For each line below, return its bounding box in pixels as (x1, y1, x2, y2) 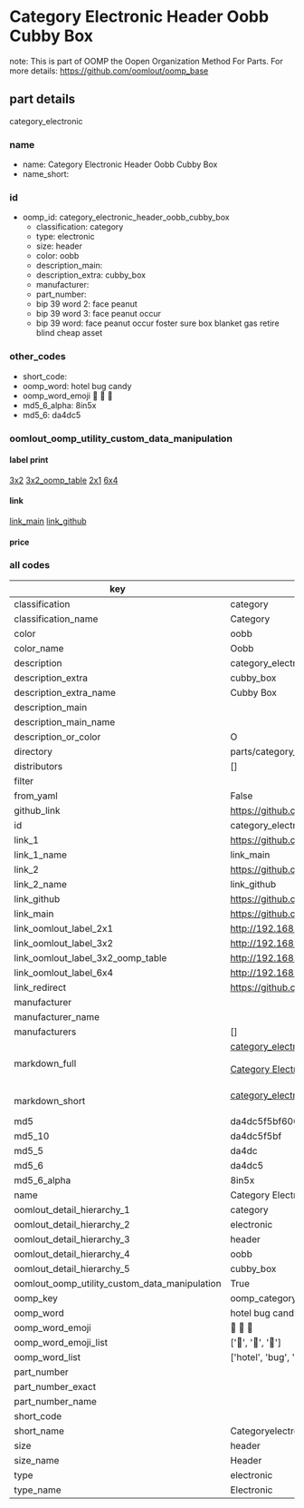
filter (14, 774, 34, 787)
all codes (9, 559, 51, 572)
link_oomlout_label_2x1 (14, 922, 114, 935)
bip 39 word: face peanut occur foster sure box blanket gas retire (35, 318, 280, 328)
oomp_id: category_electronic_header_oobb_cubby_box (22, 211, 230, 223)
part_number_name (14, 1395, 97, 1407)
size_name (14, 1454, 60, 1466)
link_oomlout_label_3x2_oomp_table (14, 951, 167, 964)
